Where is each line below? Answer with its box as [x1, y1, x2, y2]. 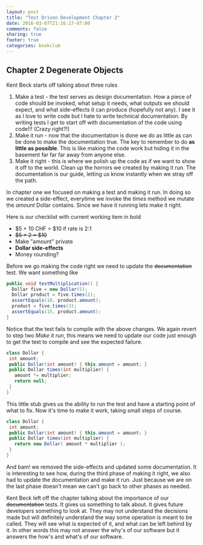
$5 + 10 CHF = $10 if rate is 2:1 [14, 225, 92, 232]
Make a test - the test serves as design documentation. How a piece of [14, 93, 192, 100]
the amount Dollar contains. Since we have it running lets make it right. [6, 201, 182, 209]
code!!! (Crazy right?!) [14, 125, 70, 132]
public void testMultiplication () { [6, 280, 98, 287]
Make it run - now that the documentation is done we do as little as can [14, 132, 192, 139]
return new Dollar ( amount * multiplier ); [14, 441, 126, 447]
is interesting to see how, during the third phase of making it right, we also [6, 469, 190, 476]
